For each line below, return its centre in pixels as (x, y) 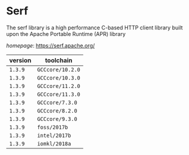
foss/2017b (52, 127)
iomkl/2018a (54, 144)
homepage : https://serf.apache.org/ (50, 45)
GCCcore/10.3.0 (58, 78)
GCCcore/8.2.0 (57, 111)
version (20, 60)
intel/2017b (54, 135)
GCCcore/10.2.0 (58, 69)
